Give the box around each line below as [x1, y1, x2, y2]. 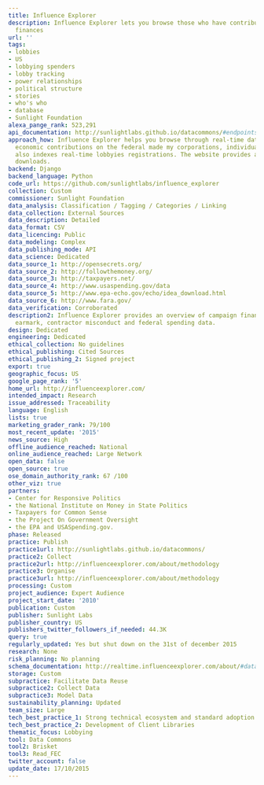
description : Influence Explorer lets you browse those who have [8, 19, 226, 27]
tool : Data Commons [8, 735, 72, 743]
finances [15, 26, 44, 34]
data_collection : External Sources [8, 209, 125, 217]
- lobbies [8, 48, 41, 56]
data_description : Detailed [8, 216, 101, 224]
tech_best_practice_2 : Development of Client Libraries [8, 721, 195, 728]
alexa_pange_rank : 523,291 [8, 121, 97, 129]
